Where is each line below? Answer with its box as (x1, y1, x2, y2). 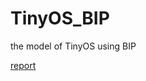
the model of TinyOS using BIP (10, 40, 137, 52)
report (10, 59, 37, 71)
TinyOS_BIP (10, 7, 110, 30)
